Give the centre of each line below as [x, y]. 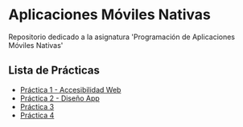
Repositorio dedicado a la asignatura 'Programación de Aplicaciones [122, 37]
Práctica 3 [37, 106]
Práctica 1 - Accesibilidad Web [70, 89]
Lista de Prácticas [54, 71]
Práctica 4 [37, 115]
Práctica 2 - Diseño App [60, 98]
